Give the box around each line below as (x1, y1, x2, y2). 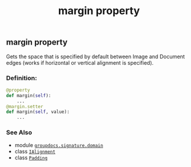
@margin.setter (6, 103, 44, 109)
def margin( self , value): (6, 109, 70, 115)
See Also (6, 128, 32, 136)
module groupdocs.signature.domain (14, 142, 103, 149)
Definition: (6, 74, 37, 82)
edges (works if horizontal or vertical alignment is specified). (6, 59, 154, 66)
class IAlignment (14, 148, 56, 155)
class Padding (14, 154, 48, 161)
